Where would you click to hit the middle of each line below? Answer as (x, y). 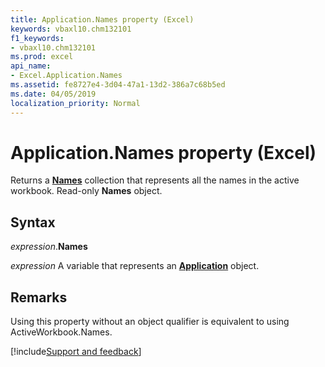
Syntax (33, 222)
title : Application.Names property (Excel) (102, 19)
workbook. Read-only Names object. (86, 191)
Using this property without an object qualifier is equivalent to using (150, 322)
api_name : (31, 66)
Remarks (39, 297)
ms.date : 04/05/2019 (53, 94)
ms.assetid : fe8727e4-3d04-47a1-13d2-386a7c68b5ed (118, 85)
